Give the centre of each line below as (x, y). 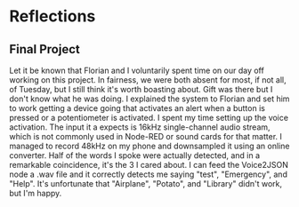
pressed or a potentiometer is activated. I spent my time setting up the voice (149, 118)
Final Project (44, 49)
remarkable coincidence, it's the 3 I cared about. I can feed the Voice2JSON (149, 165)
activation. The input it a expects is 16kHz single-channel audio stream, (140, 127)
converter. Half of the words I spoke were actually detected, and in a (135, 155)
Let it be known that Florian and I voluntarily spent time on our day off (137, 70)
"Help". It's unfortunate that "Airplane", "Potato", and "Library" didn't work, (146, 183)
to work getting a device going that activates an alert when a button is (137, 108)
